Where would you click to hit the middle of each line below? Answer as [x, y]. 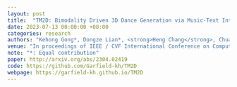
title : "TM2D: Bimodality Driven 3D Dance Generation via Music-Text [113, 20]
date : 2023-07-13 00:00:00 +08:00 [58, 27]
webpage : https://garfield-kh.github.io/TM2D [75, 72]
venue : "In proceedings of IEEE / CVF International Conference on [109, 46]
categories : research [39, 33]
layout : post [26, 14]
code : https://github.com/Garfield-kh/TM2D [72, 66]
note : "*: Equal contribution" [53, 53]
